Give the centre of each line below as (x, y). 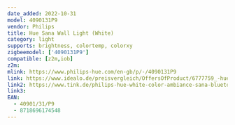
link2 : (17, 85)
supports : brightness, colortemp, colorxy (70, 46)
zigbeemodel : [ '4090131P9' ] (48, 53)
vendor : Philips (31, 26)
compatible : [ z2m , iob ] (40, 59)
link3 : (17, 91)
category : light (31, 40)
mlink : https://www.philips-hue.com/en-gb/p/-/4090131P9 (92, 72)
